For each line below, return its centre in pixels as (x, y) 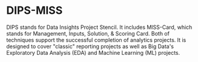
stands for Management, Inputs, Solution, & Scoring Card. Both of (88, 33)
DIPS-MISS (35, 11)
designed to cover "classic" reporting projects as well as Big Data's (90, 46)
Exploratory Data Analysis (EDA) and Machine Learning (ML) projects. (93, 52)
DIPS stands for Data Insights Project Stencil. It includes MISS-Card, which (99, 27)
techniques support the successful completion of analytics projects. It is (96, 40)
